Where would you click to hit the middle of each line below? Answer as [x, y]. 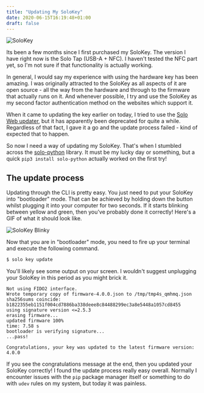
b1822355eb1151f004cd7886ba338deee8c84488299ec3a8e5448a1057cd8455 [94, 305]
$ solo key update [30, 260]
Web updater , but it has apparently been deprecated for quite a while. [93, 121]
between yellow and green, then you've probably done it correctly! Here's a [101, 212]
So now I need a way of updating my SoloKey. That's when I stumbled [94, 146]
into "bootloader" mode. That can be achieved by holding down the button [100, 199]
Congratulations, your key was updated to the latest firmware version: [100, 347]
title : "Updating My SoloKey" [45, 12]
